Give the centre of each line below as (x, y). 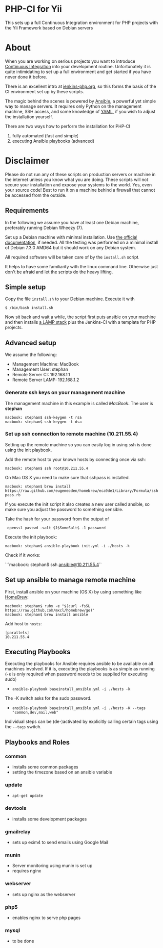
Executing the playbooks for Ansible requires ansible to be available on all (79, 664)
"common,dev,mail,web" (35, 713)
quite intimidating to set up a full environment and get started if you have (78, 72)
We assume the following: (31, 355)
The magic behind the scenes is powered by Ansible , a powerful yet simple (81, 101)
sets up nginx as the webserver (44, 894)
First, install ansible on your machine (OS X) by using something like (73, 591)
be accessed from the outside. (36, 195)
